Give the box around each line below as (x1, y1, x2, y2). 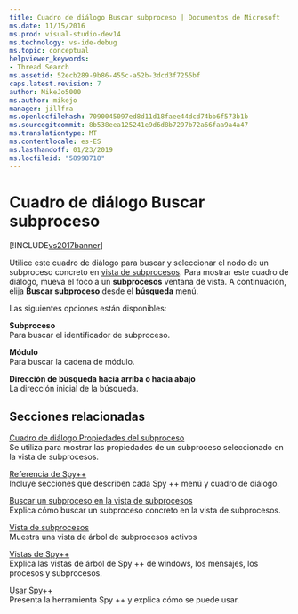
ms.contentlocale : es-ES (9, 137, 101, 146)
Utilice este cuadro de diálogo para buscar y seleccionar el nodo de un (9, 257, 270, 268)
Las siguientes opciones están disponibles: (9, 303, 167, 314)
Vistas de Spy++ (9, 549, 70, 560)
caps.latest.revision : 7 (9, 79, 101, 88)
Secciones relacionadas (9, 408, 145, 424)
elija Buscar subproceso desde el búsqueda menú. (9, 286, 199, 296)
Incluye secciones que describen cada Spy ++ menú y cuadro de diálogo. (9, 478, 280, 489)
